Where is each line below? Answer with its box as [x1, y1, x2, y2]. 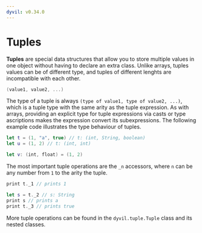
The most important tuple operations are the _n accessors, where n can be [6, 162, 193, 170]
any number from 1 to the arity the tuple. [6, 169, 108, 176]
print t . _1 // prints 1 [6, 181, 67, 187]
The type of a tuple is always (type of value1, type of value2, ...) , [6, 97, 183, 105]
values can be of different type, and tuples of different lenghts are [6, 68, 172, 75]
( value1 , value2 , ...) [6, 86, 64, 92]
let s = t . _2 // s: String [6, 192, 75, 198]
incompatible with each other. [6, 74, 81, 82]
